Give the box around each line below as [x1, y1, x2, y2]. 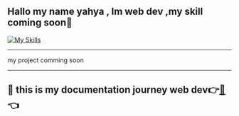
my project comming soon [7, 56, 84, 64]
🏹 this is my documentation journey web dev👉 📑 [7, 84, 226, 96]
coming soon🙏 [7, 17, 73, 29]
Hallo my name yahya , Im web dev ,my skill [7, 6, 203, 18]
